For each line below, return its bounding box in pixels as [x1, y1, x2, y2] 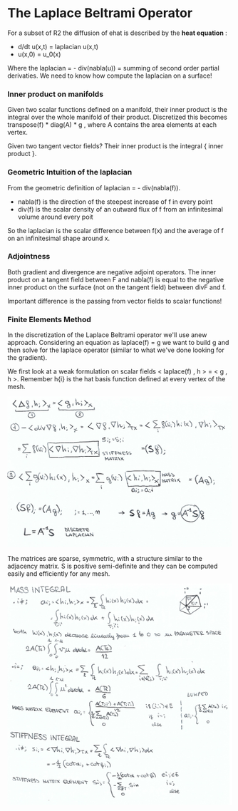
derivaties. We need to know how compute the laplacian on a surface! [7, 71, 212, 80]
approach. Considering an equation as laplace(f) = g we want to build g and [7, 339, 229, 347]
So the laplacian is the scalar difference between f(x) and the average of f [7, 226, 224, 234]
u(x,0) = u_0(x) [17, 50, 61, 58]
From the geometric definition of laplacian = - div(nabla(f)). [7, 183, 180, 192]
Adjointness [7, 252, 51, 262]
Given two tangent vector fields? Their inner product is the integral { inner [7, 142, 224, 150]
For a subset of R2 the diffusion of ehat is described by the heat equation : [7, 29, 228, 37]
